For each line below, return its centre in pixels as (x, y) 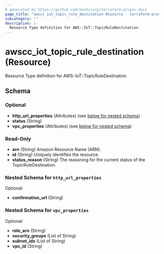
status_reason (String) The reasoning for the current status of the (79, 160)
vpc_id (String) (27, 246)
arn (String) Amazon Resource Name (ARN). (57, 149)
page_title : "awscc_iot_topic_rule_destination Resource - (66, 14)
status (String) (27, 121)
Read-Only (18, 139)
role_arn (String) (29, 231)
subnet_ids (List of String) (39, 241)
